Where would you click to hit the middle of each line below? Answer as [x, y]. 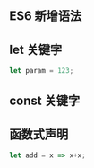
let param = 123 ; [42, 71]
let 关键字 [36, 49]
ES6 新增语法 [46, 16]
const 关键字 [45, 101]
